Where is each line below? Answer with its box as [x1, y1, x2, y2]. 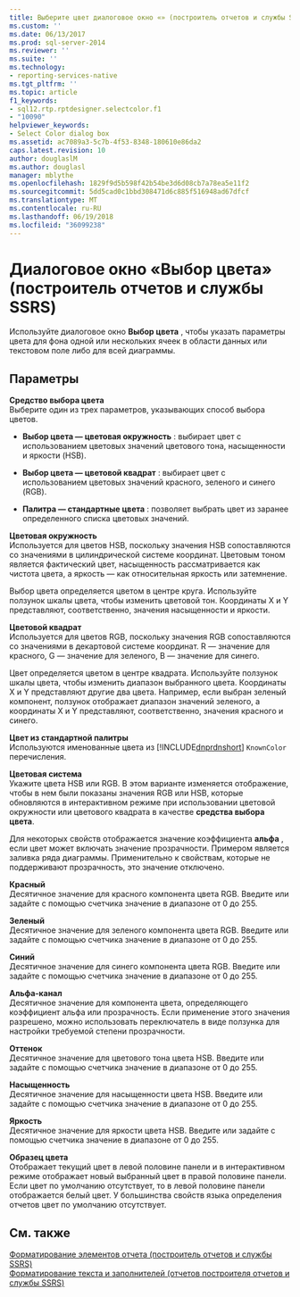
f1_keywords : [9, 96, 58, 105]
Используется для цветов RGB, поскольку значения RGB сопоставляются [9, 631, 291, 643]
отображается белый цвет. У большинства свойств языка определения [9, 1190, 283, 1201]
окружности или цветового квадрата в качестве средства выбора [9, 807, 265, 818]
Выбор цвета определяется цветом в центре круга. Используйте [9, 586, 257, 596]
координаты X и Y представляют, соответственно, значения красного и [9, 706, 284, 717]
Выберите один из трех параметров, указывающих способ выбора [9, 404, 266, 415]
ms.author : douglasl [9, 162, 87, 171]
